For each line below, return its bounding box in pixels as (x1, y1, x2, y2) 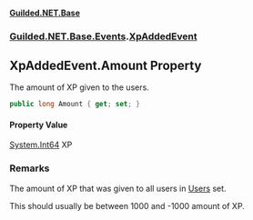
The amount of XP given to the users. (9, 82, 150, 93)
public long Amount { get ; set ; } (9, 100, 141, 109)
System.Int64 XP (9, 139, 73, 150)
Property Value (9, 119, 68, 130)
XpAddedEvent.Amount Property (9, 57, 202, 73)
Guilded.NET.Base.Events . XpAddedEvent (9, 30, 197, 43)
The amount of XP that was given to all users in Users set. (9, 183, 227, 194)
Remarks (9, 162, 50, 175)
